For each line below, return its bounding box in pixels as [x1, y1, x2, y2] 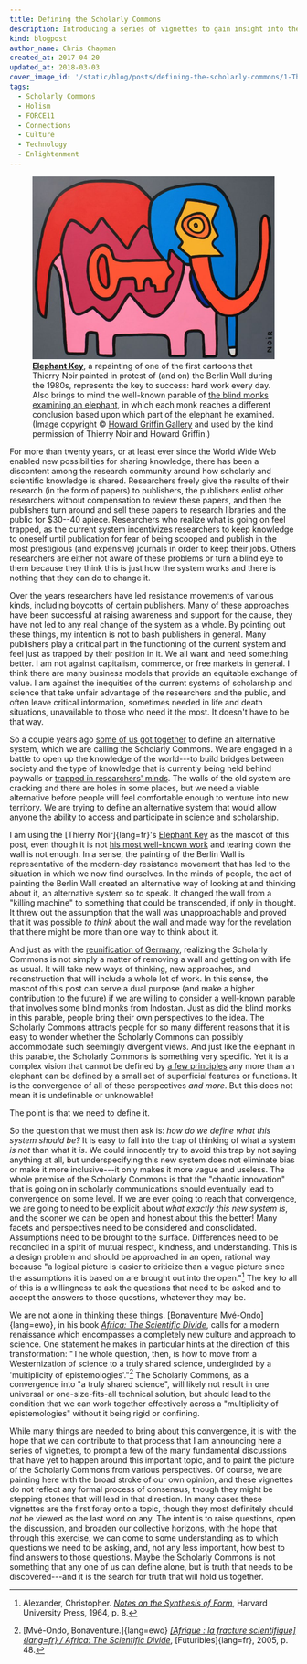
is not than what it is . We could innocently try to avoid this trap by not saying [9, 1144, 297, 1155]
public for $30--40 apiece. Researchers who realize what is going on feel [9, 514, 286, 525]
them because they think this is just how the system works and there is [9, 562, 277, 573]
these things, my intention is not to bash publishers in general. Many [9, 629, 267, 640]
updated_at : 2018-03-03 [9, 63, 101, 72]
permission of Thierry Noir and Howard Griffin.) [32, 428, 211, 439]
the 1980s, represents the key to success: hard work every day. [32, 379, 271, 390]
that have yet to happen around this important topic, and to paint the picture [9, 1455, 295, 1466]
